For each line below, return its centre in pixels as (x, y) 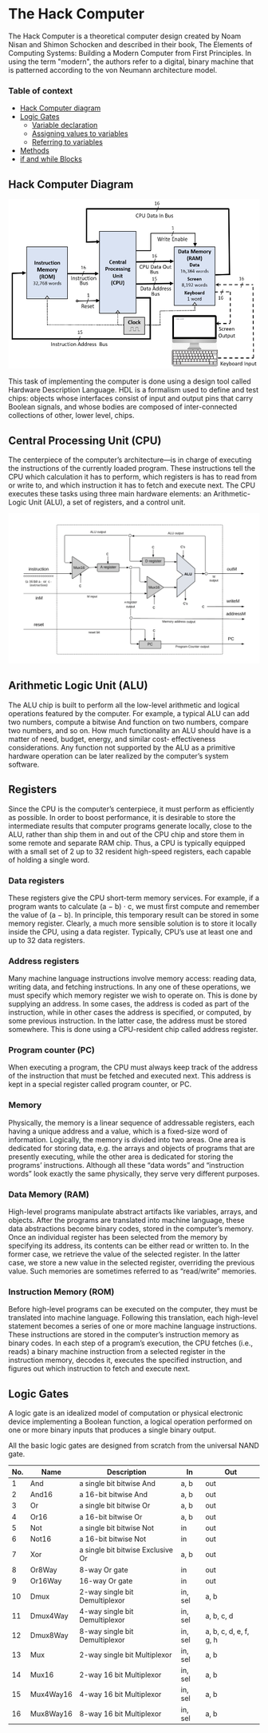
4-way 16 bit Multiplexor (120, 1694)
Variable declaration (65, 125)
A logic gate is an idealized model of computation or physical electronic (126, 1413)
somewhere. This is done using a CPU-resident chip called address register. (133, 1030)
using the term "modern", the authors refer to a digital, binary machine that (131, 62)
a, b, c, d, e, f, (227, 1631)
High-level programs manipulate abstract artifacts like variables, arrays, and (133, 1212)
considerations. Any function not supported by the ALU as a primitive (122, 747)
